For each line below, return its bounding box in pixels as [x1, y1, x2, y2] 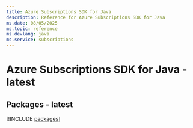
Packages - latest [6, 99, 73, 109]
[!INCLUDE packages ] [6, 115, 61, 122]
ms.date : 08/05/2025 [6, 20, 58, 26]
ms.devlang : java [6, 31, 50, 37]
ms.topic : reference [6, 25, 58, 32]
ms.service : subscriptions [6, 37, 74, 43]
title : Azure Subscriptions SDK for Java [6, 8, 112, 15]
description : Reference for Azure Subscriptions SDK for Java [6, 14, 165, 20]
